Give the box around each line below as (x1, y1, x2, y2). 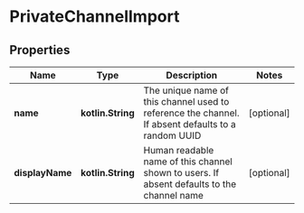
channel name (143, 190, 204, 201)
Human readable (143, 144, 214, 156)
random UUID (143, 129, 202, 142)
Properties (9, 42, 71, 58)
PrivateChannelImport (9, 6, 180, 27)
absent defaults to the (143, 178, 237, 190)
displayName (14, 167, 72, 179)
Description (166, 69, 218, 81)
